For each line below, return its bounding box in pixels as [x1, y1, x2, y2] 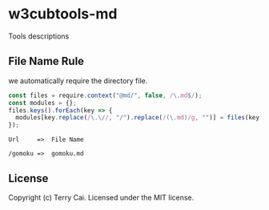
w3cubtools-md [8, 5, 118, 23]
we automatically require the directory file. [8, 75, 148, 85]
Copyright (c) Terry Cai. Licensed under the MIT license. [8, 192, 195, 202]
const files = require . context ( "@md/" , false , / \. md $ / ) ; [8, 91, 203, 99]
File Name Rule [8, 55, 85, 68]
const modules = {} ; [8, 99, 78, 107]
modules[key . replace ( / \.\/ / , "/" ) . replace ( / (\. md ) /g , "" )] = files [15, 114, 246, 122]
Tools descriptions [8, 31, 70, 41]
